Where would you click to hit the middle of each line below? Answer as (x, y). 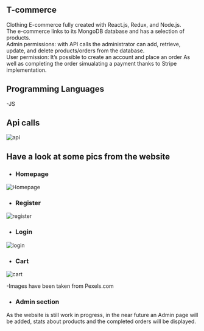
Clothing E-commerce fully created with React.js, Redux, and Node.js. (94, 24)
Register (28, 203)
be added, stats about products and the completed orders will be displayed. (101, 321)
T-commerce (31, 10)
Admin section (37, 302)
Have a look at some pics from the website (88, 157)
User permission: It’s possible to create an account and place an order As (98, 57)
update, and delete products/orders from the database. (76, 51)
